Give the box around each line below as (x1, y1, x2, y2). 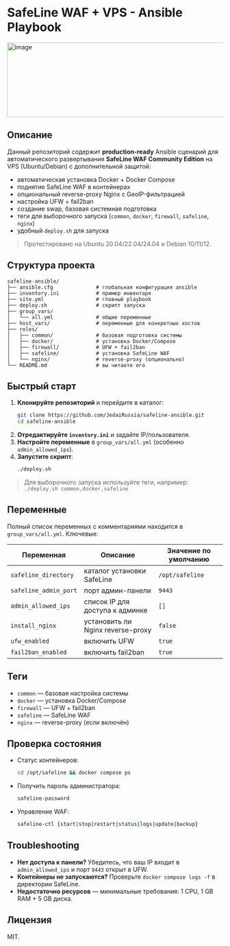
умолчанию (168, 554, 210, 564)
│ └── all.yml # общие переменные (7, 314, 152, 320)
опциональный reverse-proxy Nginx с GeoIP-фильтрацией (16, 190, 185, 198)
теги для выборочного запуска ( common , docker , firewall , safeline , (16, 211, 209, 220)
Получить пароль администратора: (16, 782, 121, 790)
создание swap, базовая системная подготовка (16, 204, 157, 213)
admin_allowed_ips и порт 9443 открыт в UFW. (16, 865, 149, 873)
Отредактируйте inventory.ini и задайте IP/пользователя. (16, 431, 190, 439)
